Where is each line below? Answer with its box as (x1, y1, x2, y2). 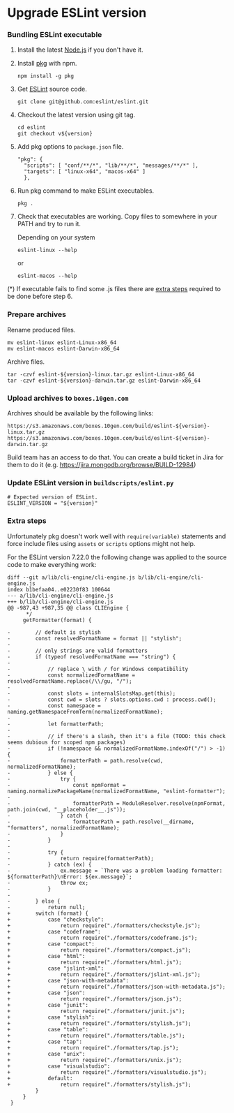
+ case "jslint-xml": (7, 965, 104, 972)
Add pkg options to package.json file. (17, 142, 124, 151)
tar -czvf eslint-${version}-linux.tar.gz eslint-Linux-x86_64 (7, 371, 195, 378)
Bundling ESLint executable (7, 30, 102, 40)
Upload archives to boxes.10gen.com (7, 393, 129, 403)
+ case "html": (7, 952, 86, 959)
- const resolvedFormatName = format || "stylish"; (7, 635, 182, 642)
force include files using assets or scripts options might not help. (7, 539, 196, 547)
